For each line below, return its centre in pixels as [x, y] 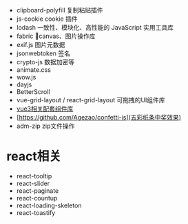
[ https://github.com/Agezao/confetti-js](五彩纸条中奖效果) [99, 117]
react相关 [34, 157]
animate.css [33, 70]
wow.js [26, 77]
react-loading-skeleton [49, 205]
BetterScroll [33, 92]
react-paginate [38, 190]
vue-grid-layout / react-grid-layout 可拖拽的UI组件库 [91, 100]
